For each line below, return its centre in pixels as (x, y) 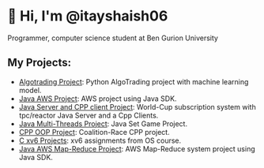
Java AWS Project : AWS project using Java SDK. (98, 99)
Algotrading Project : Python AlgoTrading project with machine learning (134, 81)
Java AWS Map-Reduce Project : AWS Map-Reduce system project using (137, 148)
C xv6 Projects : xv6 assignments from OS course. (100, 140)
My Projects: (40, 63)
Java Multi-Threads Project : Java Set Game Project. (103, 123)
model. (30, 90)
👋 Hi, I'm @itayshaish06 (88, 16)
